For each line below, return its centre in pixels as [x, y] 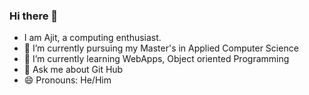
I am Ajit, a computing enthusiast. [92, 38]
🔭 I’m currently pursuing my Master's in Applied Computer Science [161, 48]
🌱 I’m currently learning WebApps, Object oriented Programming [156, 59]
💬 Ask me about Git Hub [73, 70]
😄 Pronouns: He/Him [67, 80]
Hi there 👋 [34, 16]
